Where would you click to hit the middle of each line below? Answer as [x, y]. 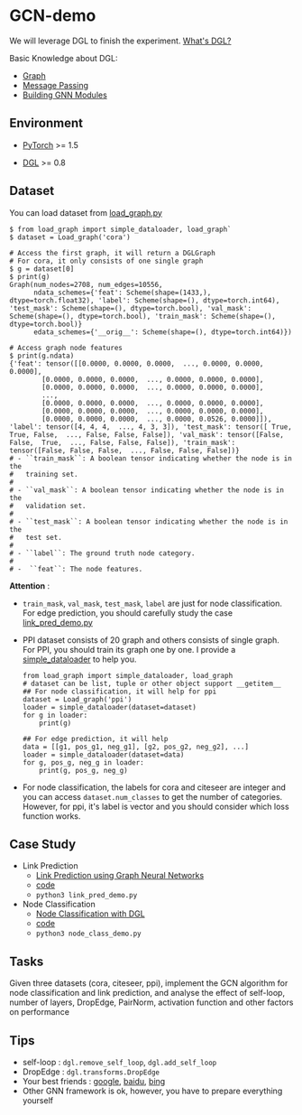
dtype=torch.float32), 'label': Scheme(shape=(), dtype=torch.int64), [145, 300]
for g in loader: [55, 715]
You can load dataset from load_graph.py [86, 212]
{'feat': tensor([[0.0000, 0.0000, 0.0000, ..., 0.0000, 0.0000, [137, 363]
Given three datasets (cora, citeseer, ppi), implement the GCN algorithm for [149, 983]
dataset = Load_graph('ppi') [77, 699]
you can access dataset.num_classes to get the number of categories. [152, 796]
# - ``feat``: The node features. [76, 569]
